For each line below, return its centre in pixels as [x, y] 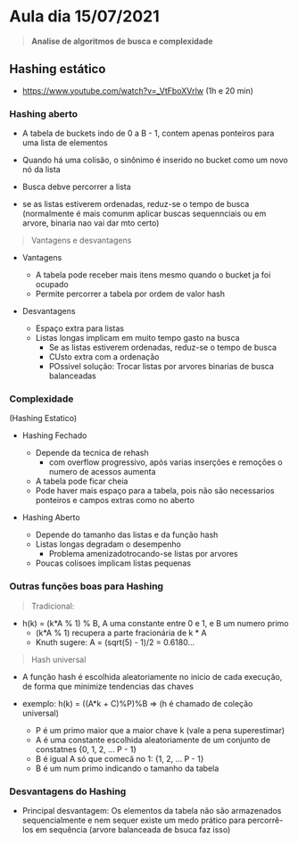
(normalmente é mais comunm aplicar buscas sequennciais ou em [144, 214]
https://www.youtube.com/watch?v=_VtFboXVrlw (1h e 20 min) [138, 90]
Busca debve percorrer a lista [76, 187]
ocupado [52, 285]
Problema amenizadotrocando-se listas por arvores [143, 554]
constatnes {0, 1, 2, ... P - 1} [86, 749]
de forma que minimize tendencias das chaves [108, 686]
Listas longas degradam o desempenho [108, 544]
